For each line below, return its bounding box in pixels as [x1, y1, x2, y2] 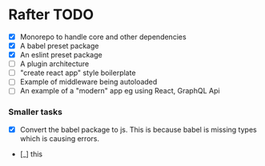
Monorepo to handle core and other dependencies [19, 32, 187, 41]
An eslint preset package [19, 50, 102, 60]
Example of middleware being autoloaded [19, 77, 158, 87]
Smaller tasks [8, 106, 62, 117]
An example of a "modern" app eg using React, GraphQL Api [19, 86, 220, 96]
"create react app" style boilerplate [19, 68, 136, 77]
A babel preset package [19, 41, 99, 50]
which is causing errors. [19, 133, 100, 143]
